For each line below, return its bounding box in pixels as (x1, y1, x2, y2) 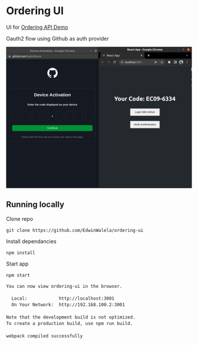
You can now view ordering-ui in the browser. (6, 283, 123, 289)
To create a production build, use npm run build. (6, 320, 133, 326)
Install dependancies (6, 237, 57, 245)
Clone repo (6, 215, 34, 222)
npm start (6, 272, 31, 278)
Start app (6, 260, 29, 267)
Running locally (6, 200, 65, 210)
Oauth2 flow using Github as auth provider (6, 35, 109, 42)
